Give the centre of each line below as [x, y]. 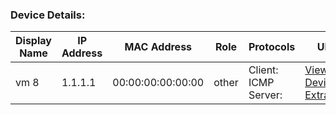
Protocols [272, 47]
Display [33, 41]
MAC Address [158, 47]
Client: [263, 70]
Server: [265, 95]
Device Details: [48, 15]
